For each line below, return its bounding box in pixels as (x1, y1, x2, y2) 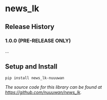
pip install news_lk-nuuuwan (5, 75, 64, 80)
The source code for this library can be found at (5, 84, 102, 90)
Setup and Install (5, 62, 58, 71)
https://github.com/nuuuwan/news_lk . (5, 89, 82, 95)
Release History (5, 23, 55, 31)
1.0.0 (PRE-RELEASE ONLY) (5, 37, 71, 44)
